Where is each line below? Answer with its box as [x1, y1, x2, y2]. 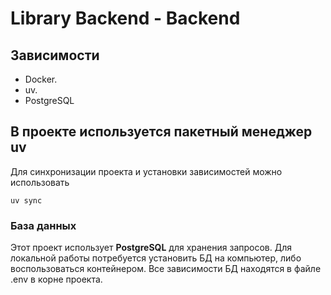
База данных [10, 218, 77, 232]
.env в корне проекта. [10, 273, 103, 286]
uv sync [10, 195, 43, 206]
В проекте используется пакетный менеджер [10, 123, 313, 141]
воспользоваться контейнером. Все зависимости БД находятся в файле [10, 263, 322, 275]
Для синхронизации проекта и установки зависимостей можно [10, 165, 283, 177]
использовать [10, 176, 70, 188]
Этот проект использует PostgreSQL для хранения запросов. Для [10, 242, 293, 254]
